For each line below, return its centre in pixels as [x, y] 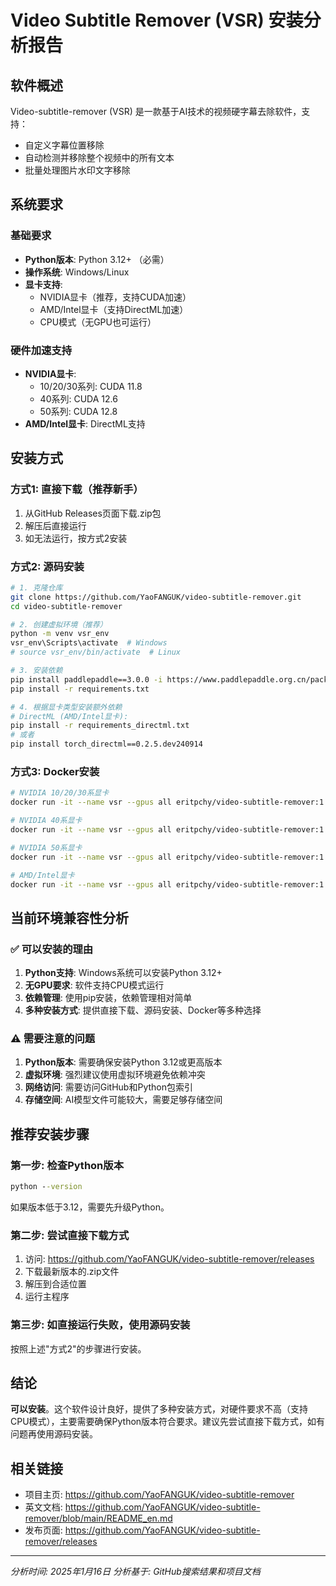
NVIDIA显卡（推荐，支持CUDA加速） [115, 297]
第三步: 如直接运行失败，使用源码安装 [100, 1325]
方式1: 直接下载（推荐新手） [77, 489]
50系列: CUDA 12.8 [78, 411]
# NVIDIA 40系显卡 [46, 821]
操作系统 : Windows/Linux [77, 272]
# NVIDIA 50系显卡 [46, 847]
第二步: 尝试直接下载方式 [70, 1235]
